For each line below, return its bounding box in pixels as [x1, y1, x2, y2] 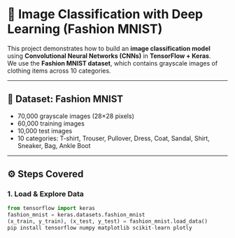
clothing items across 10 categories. [7, 66, 111, 75]
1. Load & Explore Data [7, 189, 84, 199]
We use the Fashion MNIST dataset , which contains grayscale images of [7, 59, 218, 67]
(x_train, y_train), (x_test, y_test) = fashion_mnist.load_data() [7, 218, 208, 225]
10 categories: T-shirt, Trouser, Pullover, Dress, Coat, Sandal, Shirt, [17, 134, 210, 142]
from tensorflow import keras [7, 205, 96, 212]
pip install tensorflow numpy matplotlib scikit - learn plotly [7, 225, 192, 232]
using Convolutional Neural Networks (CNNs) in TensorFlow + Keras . [7, 52, 211, 60]
